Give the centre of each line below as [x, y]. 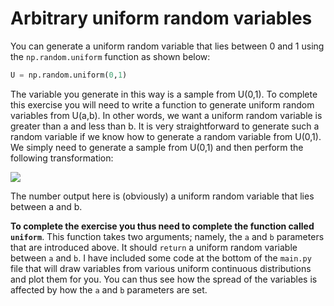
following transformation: [62, 158]
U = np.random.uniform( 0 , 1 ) [69, 75]
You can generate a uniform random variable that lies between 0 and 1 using [167, 46]
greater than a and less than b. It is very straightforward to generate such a [165, 126]
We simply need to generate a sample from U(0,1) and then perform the [157, 147]
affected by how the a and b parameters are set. [109, 289]
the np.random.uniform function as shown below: [110, 56]
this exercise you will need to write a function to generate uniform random [162, 104]
